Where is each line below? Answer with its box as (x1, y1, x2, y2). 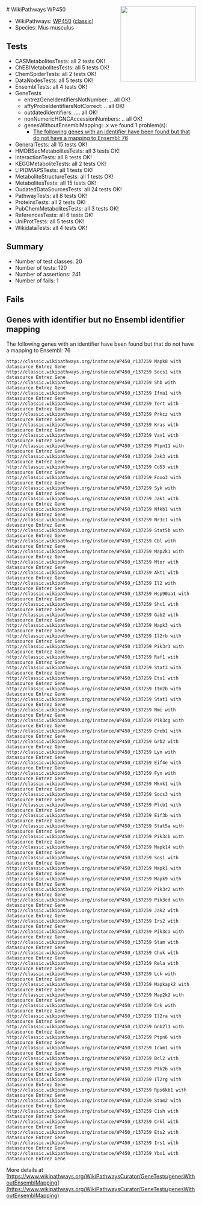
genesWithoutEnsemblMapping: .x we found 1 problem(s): (23, 121, 168, 129)
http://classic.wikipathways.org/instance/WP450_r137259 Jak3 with (6, 453, 179, 459)
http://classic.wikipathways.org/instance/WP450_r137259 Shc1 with (6, 601, 179, 607)
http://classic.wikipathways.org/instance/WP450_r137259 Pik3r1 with (6, 643, 185, 649)
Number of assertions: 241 (14, 270, 81, 278)
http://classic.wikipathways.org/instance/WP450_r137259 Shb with (6, 380, 176, 386)
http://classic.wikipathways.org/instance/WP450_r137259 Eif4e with (6, 760, 182, 766)
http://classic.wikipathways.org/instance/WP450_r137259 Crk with (6, 1002, 176, 1008)
